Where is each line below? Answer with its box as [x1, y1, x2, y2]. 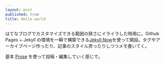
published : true [5, 12, 39, 17]
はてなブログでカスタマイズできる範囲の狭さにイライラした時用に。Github [5, 31, 159, 37]
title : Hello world [5, 16, 46, 21]
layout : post [5, 7, 33, 12]
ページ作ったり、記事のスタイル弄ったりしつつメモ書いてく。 [22, 43, 149, 49]
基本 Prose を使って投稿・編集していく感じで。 [5, 54, 103, 60]
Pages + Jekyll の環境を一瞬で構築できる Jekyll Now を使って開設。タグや [5, 37, 156, 43]
